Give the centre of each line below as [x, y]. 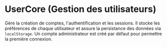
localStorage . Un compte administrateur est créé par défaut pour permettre [83, 33]
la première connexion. [29, 39]
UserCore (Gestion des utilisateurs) [80, 9]
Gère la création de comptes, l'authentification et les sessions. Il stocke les [82, 23]
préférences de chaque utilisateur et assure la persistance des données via [83, 28]
